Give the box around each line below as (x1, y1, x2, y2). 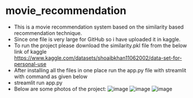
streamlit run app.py (13, 79, 63, 86)
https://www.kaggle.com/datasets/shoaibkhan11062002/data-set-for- (13, 54, 182, 61)
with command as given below (13, 73, 88, 80)
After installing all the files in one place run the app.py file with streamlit (13, 66, 187, 73)
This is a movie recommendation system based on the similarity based (13, 23, 184, 30)
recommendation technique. (13, 29, 82, 36)
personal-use (13, 60, 47, 68)
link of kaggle (13, 48, 47, 55)
